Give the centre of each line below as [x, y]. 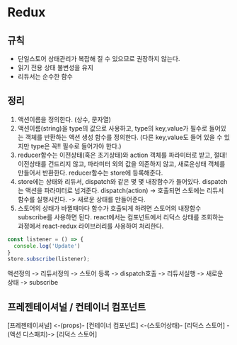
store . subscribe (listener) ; [49, 259]
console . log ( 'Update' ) [47, 246]
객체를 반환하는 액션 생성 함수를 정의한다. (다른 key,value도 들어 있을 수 [124, 137]
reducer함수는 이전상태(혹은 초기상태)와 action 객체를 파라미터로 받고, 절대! [122, 155]
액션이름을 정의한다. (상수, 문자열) [64, 119]
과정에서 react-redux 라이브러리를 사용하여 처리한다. [91, 226]
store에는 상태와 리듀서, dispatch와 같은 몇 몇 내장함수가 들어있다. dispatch [122, 181]
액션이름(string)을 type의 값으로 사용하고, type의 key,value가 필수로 [112, 128]
